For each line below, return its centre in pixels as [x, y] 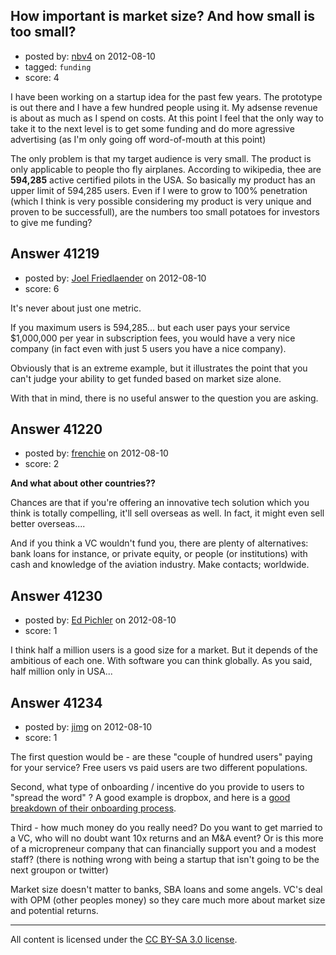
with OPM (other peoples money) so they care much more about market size [168, 900]
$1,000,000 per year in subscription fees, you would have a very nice [153, 338]
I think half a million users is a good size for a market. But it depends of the [164, 650]
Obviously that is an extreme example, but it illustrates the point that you [159, 368]
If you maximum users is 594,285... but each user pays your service [150, 327]
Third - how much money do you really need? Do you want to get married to [166, 828]
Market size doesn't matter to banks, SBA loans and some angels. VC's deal [166, 890]
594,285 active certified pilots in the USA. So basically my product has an [163, 180]
